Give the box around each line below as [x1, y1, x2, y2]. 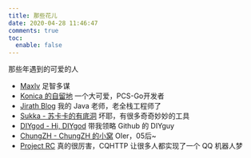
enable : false [15, 41, 62, 49]
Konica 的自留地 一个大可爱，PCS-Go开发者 [19, 91, 165, 101]
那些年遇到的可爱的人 [8, 65, 78, 74]
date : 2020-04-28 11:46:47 [8, 19, 98, 27]
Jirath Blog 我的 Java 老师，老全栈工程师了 [19, 101, 161, 111]
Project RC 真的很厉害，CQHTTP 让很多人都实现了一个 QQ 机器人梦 [19, 141, 243, 151]
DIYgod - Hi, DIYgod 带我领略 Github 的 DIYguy [19, 121, 174, 131]
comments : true [8, 26, 59, 34]
